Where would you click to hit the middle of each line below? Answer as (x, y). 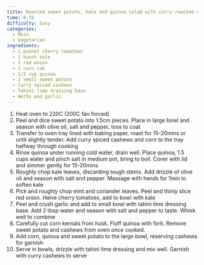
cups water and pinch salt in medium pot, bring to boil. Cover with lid (101, 159)
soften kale (30, 184)
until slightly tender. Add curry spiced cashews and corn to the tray (100, 139)
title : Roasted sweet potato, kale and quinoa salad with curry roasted (100, 12)
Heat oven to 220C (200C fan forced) (62, 113)
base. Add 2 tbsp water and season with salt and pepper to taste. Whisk (106, 210)
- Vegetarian (29, 40)
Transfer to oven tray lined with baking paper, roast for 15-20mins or (101, 133)
